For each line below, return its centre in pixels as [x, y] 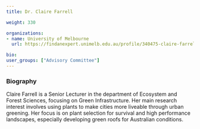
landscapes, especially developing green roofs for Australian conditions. [95, 119]
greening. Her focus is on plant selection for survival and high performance [98, 113]
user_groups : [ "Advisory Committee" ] [53, 61]
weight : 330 [21, 22]
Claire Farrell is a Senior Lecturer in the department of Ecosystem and [92, 94]
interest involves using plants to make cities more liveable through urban [95, 107]
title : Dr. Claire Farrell [40, 12]
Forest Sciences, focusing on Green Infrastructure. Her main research [92, 100]
